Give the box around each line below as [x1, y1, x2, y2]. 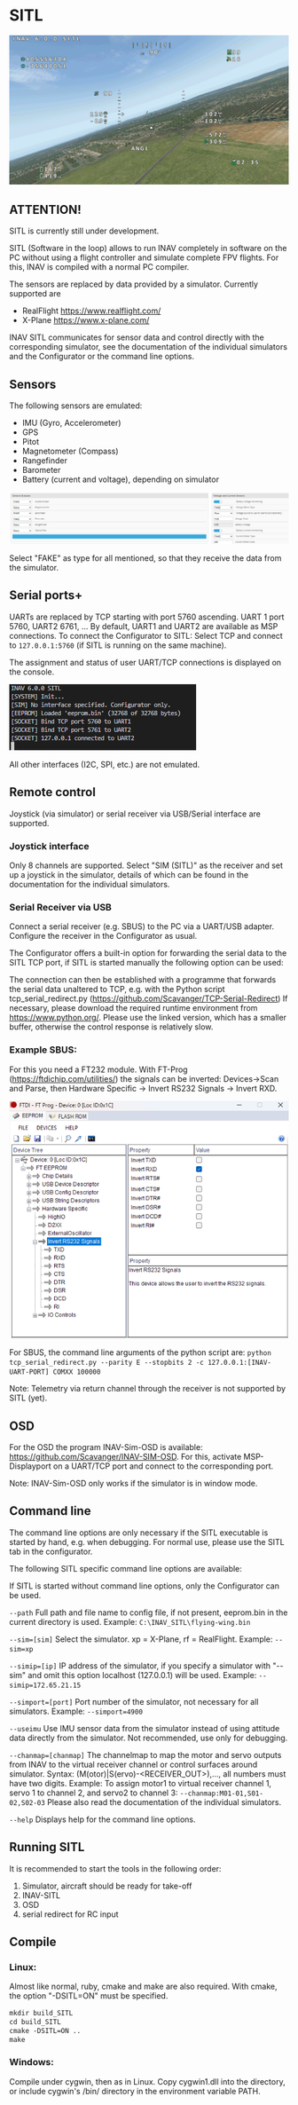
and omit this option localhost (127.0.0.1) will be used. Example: [27, 1669, 257, 1680]
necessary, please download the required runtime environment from [9, 1003, 258, 1013]
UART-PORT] [9, 1368, 50, 1376]
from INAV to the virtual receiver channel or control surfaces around [9, 1759, 258, 1770]
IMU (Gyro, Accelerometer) [21, 418, 122, 429]
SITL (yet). [9, 1392, 48, 1403]
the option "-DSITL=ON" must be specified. [9, 1991, 169, 2001]
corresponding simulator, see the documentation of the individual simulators [9, 342, 288, 352]
